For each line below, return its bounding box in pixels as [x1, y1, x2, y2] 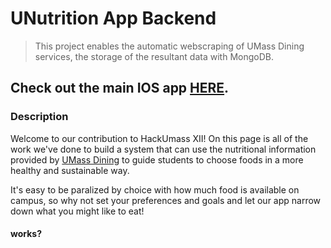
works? [10, 228, 43, 240]
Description [10, 110, 69, 124]
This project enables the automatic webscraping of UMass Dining [34, 40, 305, 52]
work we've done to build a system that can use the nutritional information [10, 143, 317, 155]
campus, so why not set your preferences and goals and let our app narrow [10, 194, 322, 206]
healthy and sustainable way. [10, 164, 130, 176]
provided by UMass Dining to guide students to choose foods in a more [10, 153, 304, 166]
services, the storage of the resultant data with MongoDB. [34, 50, 274, 62]
